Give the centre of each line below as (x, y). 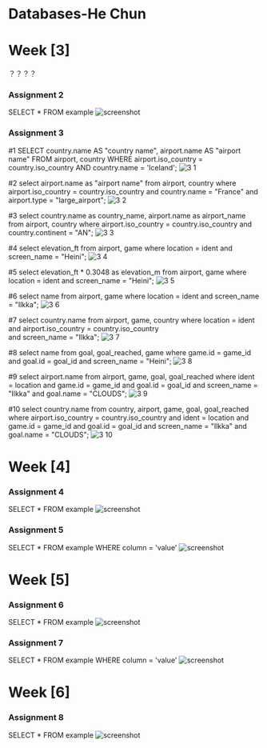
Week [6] (39, 692)
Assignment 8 (36, 718)
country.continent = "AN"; (51, 232)
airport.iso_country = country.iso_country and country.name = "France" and (133, 191)
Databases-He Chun (77, 14)
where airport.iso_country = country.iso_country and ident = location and (129, 418)
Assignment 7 (36, 642)
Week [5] (39, 580)
